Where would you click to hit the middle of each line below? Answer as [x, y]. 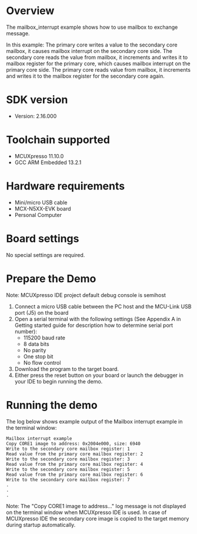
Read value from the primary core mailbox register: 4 [75, 464]
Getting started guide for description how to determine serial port [94, 325]
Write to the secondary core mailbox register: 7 [68, 480]
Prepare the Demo [51, 278]
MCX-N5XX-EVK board [43, 208]
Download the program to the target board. [67, 369]
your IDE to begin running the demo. [59, 381]
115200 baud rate [44, 338]
